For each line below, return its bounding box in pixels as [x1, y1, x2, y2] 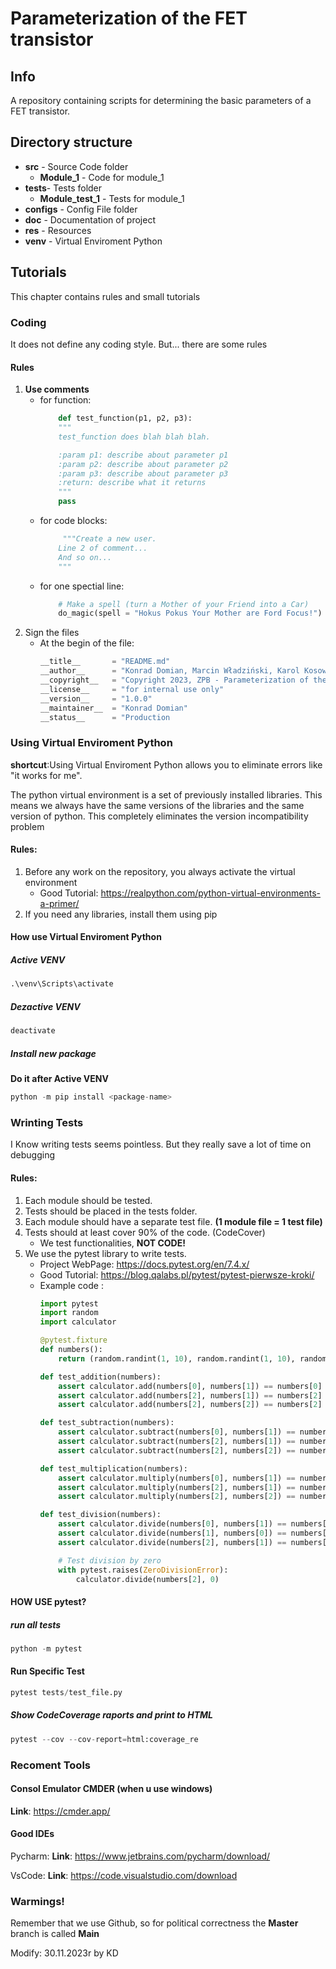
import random [39, 1308, 99, 1318]
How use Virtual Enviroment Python [10, 931, 162, 943]
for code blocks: [39, 515, 108, 526]
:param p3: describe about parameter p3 [58, 468, 229, 479]
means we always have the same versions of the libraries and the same [10, 799, 305, 811]
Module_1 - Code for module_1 [39, 171, 165, 183]
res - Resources [24, 224, 92, 236]
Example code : [39, 1279, 104, 1291]
